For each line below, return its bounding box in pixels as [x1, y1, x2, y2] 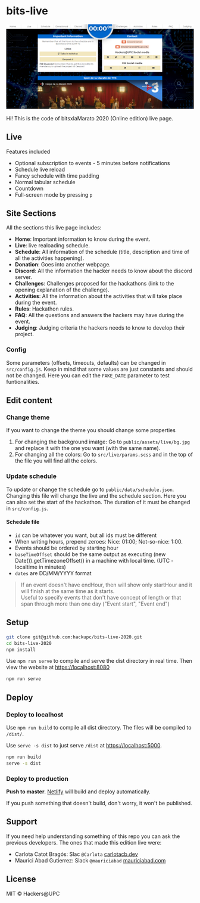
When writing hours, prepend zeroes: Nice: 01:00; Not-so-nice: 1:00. [14, 538, 183, 545]
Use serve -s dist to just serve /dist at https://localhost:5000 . [6, 741, 162, 749]
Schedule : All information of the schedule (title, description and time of [14, 249, 189, 256]
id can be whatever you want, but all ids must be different [14, 532, 157, 539]
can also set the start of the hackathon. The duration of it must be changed [6, 498, 190, 505]
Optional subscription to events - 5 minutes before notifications [14, 159, 170, 166]
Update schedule [6, 472, 57, 480]
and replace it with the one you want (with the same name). [14, 445, 161, 452]
